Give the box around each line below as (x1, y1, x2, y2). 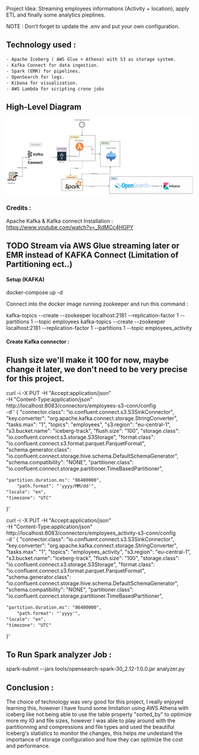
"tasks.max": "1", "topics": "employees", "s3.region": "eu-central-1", (6, 420, 171, 428)
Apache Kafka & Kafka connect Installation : (6, 217, 114, 224)
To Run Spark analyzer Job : (6, 650, 112, 660)
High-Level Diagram (6, 102, 82, 112)
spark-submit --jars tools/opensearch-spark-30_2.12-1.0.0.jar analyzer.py (6, 666, 185, 673)
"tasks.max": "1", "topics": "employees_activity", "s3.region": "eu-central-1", (6, 548, 191, 555)
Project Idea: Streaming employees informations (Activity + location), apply (6, 5, 190, 12)
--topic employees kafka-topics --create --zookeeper (34, 318, 166, 325)
